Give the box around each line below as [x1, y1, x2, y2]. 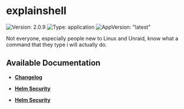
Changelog [14, 73, 43, 80]
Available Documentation [6, 58, 101, 68]
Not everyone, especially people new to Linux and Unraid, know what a [6, 35, 179, 42]
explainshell [6, 4, 66, 18]
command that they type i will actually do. [6, 41, 107, 48]
